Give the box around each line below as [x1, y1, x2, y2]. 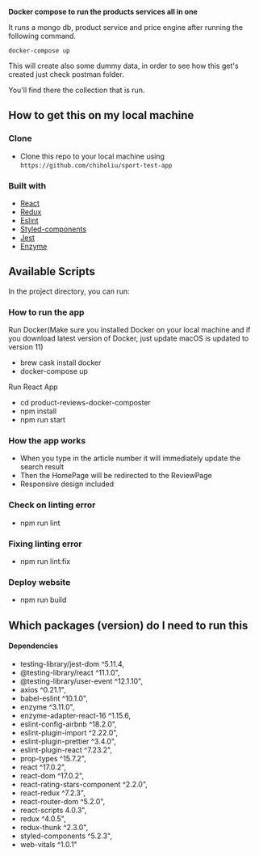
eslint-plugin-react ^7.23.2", [19, 744, 113, 755]
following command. [8, 32, 77, 40]
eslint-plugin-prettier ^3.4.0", [19, 736, 117, 746]
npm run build [19, 595, 67, 605]
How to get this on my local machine [8, 108, 194, 122]
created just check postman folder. [8, 70, 124, 79]
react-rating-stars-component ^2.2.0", [19, 779, 148, 789]
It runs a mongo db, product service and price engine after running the [8, 23, 244, 32]
